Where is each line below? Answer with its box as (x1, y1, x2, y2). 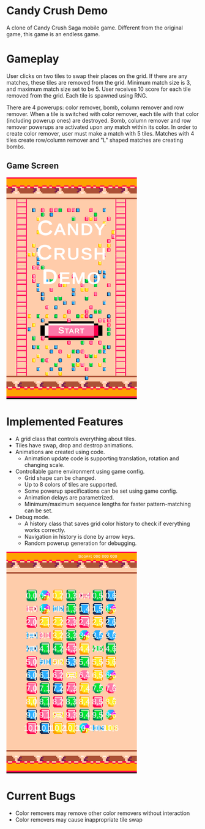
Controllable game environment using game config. (15, 468, 145, 475)
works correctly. (24, 526, 66, 534)
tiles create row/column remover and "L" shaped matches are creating (6, 136, 184, 144)
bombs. (6, 142, 26, 150)
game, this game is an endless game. (6, 30, 100, 37)
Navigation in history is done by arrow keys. (24, 533, 135, 540)
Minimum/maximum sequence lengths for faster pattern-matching (24, 500, 192, 507)
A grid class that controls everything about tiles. (15, 435, 136, 442)
